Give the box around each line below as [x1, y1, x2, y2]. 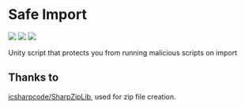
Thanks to [8, 71, 59, 85]
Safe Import [8, 6, 87, 24]
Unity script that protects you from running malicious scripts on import [8, 47, 238, 57]
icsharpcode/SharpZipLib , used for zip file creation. [8, 92, 176, 101]
